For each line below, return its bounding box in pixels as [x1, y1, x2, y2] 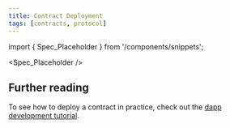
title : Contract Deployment [8, 11, 104, 20]
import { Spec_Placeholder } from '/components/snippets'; [8, 41, 204, 51]
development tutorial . [8, 111, 79, 121]
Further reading [8, 80, 89, 94]
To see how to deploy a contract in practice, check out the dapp [8, 102, 223, 112]
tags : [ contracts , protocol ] [8, 19, 107, 28]
